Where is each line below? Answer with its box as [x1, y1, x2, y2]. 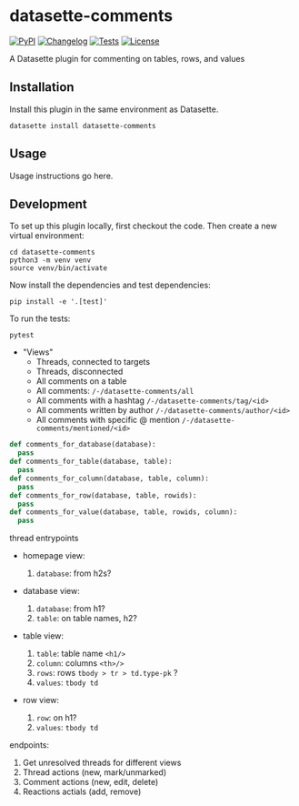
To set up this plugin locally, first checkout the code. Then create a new [9, 220, 277, 232]
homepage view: [22, 550, 85, 561]
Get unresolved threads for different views [22, 757, 182, 769]
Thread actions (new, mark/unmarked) [22, 767, 167, 778]
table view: [22, 630, 65, 641]
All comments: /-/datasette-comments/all [35, 386, 194, 397]
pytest [9, 331, 35, 340]
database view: [22, 586, 80, 597]
